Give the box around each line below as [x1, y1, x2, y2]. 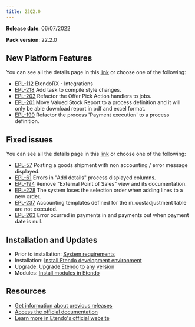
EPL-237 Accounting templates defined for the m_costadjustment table [14, 199, 187, 206]
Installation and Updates [6, 235, 98, 245]
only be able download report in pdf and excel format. [14, 105, 146, 112]
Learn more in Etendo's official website [14, 314, 110, 321]
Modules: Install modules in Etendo [14, 269, 100, 276]
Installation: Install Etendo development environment [14, 257, 143, 264]
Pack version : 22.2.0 [6, 36, 57, 43]
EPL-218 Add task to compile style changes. [14, 86, 122, 94]
